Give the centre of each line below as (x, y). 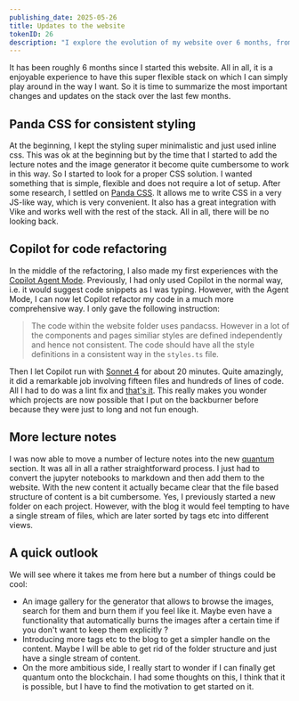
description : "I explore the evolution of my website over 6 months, (141, 42)
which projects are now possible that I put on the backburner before (134, 399)
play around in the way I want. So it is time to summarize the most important (148, 86)
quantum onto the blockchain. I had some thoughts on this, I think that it (154, 677)
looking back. (34, 221)
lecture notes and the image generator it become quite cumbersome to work (149, 165)
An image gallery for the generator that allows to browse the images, (148, 601)
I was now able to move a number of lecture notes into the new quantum (142, 459)
